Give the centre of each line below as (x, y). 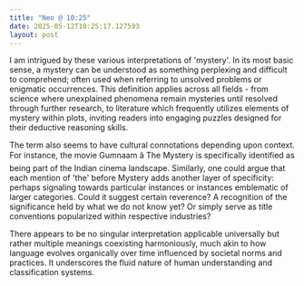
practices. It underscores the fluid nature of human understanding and (141, 262)
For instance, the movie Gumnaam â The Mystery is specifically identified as (152, 156)
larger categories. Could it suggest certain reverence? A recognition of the (148, 197)
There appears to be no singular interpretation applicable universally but (144, 234)
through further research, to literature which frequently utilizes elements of (149, 109)
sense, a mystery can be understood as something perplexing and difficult (148, 70)
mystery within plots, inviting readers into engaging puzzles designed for (146, 118)
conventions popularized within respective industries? (110, 216)
